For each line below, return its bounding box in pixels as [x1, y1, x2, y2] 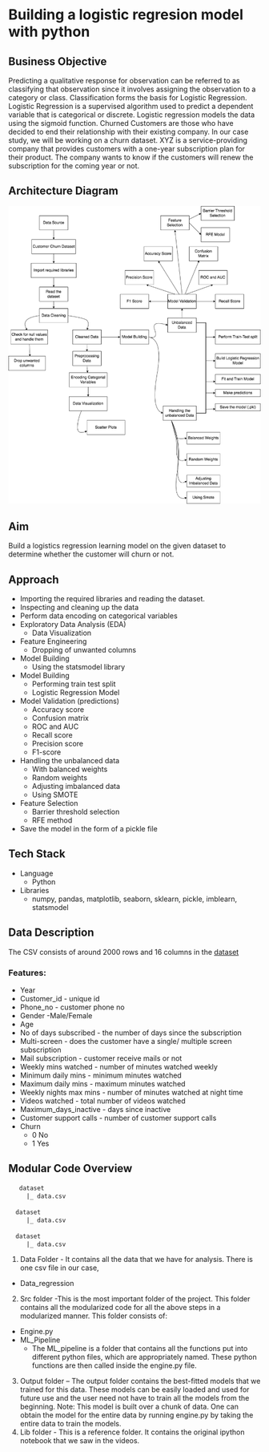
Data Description [8, 926, 94, 940]
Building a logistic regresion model [8, 6, 244, 24]
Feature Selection [19, 799, 78, 808]
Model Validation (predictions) [19, 696, 120, 706]
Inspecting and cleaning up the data [19, 603, 139, 613]
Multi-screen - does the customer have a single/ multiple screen [19, 1036, 232, 1046]
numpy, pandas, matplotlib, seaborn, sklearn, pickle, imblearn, [31, 894, 238, 904]
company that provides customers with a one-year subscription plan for [8, 144, 246, 153]
